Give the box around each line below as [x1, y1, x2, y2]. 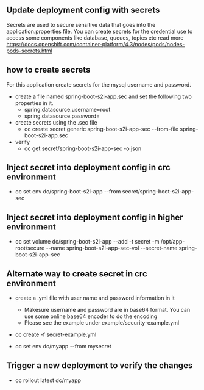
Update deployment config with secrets [6, 5, 160, 15]
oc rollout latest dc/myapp [15, 377, 81, 384]
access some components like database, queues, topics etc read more [6, 34, 184, 42]
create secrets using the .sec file [15, 118, 97, 126]
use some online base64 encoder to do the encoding [24, 312, 158, 320]
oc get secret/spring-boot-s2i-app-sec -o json [24, 145, 142, 152]
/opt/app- [160, 238, 185, 245]
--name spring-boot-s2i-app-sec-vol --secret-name [46, 244, 178, 252]
